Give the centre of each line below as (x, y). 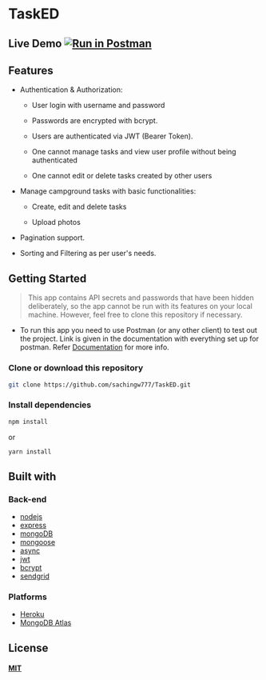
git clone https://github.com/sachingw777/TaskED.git (100, 385)
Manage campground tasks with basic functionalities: (108, 191)
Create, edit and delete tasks (79, 207)
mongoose (38, 542)
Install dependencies (50, 405)
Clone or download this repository (76, 368)
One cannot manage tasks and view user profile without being (134, 152)
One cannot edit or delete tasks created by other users (122, 176)
